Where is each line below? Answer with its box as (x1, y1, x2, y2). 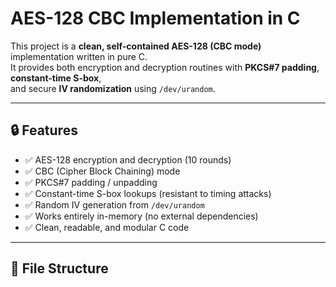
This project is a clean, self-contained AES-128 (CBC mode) (10, 40, 262, 52)
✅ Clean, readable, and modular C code (24, 221, 190, 233)
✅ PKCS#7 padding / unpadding (24, 176, 158, 188)
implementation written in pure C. (10, 50, 148, 62)
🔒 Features (10, 122, 78, 139)
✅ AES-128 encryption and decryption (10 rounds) (24, 153, 232, 166)
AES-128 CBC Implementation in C (10, 7, 301, 30)
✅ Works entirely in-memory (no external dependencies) (24, 210, 259, 222)
